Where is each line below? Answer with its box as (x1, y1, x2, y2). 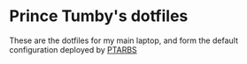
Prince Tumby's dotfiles (9, 6, 189, 26)
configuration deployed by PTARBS (9, 44, 137, 54)
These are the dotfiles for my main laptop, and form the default (9, 35, 239, 46)
